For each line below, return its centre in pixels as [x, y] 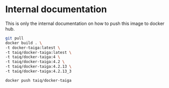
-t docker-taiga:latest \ [33, 48]
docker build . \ [24, 43]
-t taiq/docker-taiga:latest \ [38, 52]
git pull [15, 38]
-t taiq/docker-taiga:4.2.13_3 [38, 71]
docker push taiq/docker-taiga [38, 80]
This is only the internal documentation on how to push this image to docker [85, 23]
